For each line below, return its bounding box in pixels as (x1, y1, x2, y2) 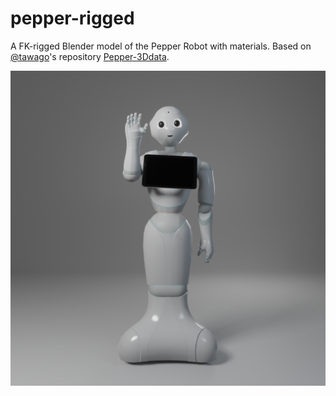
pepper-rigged (10, 7, 135, 30)
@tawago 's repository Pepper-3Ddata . (10, 50, 170, 62)
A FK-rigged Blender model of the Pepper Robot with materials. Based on (10, 40, 312, 52)
